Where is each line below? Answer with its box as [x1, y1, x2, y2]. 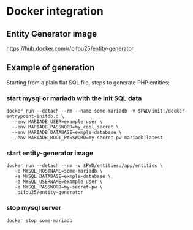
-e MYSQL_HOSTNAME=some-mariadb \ [14, 168, 103, 174]
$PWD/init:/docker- [137, 108, 188, 114]
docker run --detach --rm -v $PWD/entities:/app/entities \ [6, 163, 164, 169]
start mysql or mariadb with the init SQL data [6, 94, 142, 102]
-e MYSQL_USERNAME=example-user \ [14, 179, 103, 185]
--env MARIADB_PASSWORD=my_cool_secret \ [12, 124, 119, 130]
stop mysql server [6, 204, 62, 212]
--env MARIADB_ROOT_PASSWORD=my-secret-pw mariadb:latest [12, 135, 164, 141]
